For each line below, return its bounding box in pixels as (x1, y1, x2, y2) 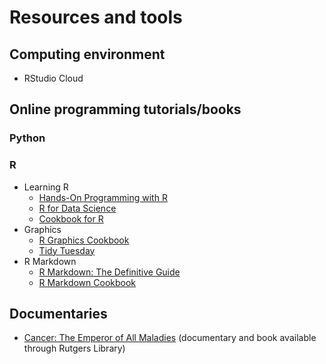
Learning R (23, 181, 69, 193)
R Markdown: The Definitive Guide (38, 266, 181, 278)
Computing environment (9, 46, 166, 63)
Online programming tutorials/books (9, 101, 242, 118)
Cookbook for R (38, 212, 104, 225)
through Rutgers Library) (23, 342, 126, 355)
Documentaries (9, 306, 108, 322)
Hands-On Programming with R (38, 191, 168, 203)
